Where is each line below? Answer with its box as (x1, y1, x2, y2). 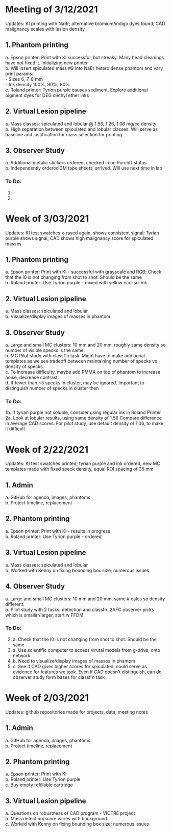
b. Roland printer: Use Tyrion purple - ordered (5, 533, 102, 540)
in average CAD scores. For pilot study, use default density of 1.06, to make (5, 420, 164, 427)
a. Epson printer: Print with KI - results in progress (5, 528, 111, 534)
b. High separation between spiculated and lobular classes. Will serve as (5, 126, 158, 132)
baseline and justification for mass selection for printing (5, 131, 123, 137)
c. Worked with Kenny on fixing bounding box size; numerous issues (5, 821, 149, 827)
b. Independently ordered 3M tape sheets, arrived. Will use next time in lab (5, 165, 162, 172)
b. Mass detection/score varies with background (5, 816, 107, 822)
